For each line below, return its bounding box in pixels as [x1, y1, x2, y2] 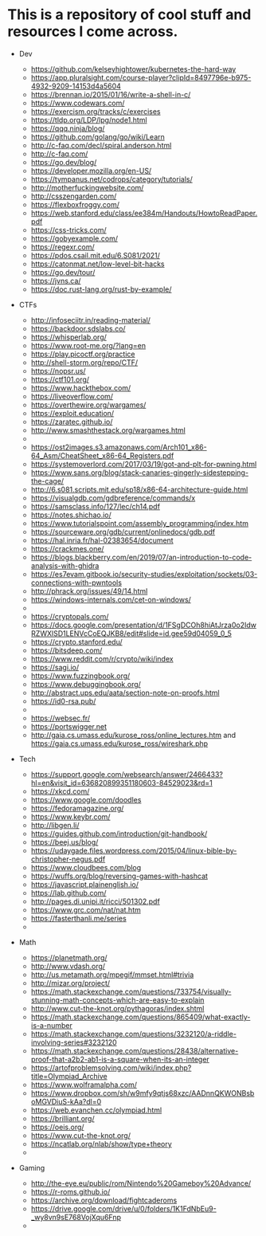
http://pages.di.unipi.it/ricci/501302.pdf [30, 897, 160, 906]
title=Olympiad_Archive [30, 1071, 108, 1081]
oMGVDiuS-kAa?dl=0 [30, 1097, 102, 1106]
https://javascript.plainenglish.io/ [30, 879, 139, 889]
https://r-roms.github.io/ [30, 1187, 111, 1196]
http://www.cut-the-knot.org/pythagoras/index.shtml [30, 1003, 205, 1013]
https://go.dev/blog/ [30, 157, 97, 167]
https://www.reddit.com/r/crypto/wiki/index [30, 653, 174, 663]
